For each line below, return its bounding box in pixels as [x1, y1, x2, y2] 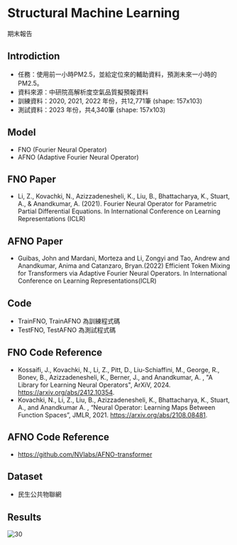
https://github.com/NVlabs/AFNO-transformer [17, 450, 153, 459]
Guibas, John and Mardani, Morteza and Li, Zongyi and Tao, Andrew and [17, 254, 231, 263]
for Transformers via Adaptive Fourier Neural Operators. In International [17, 269, 227, 278]
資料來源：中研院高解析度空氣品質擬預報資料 [17, 87, 149, 96]
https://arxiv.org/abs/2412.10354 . [17, 388, 115, 396]
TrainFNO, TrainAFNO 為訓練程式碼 [17, 317, 121, 325]
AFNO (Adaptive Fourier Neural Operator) [17, 152, 140, 161]
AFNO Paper [7, 235, 63, 247]
